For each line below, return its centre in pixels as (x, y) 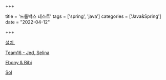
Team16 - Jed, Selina (27, 52)
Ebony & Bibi (19, 62)
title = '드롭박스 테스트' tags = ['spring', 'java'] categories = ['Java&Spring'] (83, 16)
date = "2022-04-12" (28, 22)
